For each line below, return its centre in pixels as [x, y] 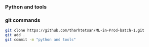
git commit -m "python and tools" [41, 40]
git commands [23, 20]
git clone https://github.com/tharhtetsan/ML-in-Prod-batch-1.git [75, 31]
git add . [15, 35]
